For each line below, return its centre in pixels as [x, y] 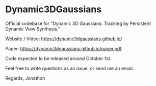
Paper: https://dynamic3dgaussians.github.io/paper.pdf [63, 48]
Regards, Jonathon [25, 78]
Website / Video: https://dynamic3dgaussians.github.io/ [64, 39]
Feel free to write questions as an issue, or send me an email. [70, 68]
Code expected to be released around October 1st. [58, 58]
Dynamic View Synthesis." [33, 28]
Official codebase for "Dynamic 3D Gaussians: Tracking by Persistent [78, 23]
